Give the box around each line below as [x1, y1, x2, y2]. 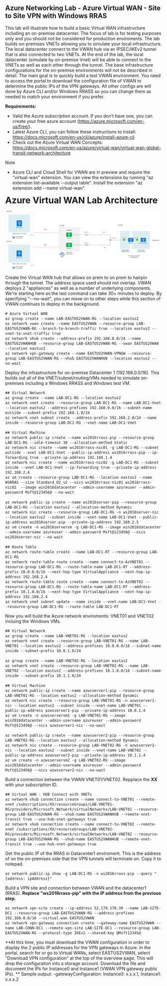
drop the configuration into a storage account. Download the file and [5, 960, 146, 966]
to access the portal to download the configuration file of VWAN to [5, 78, 142, 84]
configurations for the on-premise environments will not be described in [5, 67, 153, 73]
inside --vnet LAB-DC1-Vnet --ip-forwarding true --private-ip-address [5, 465, 157, 470]
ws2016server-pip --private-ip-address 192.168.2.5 [29, 520, 139, 525]
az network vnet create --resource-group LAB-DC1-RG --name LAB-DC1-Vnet [5, 400, 162, 405]
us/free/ [12, 123, 29, 129]
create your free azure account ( [12, 118, 79, 124]
